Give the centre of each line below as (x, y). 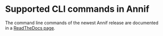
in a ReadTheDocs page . (30, 28)
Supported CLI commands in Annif (77, 9)
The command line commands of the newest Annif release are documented (82, 23)
